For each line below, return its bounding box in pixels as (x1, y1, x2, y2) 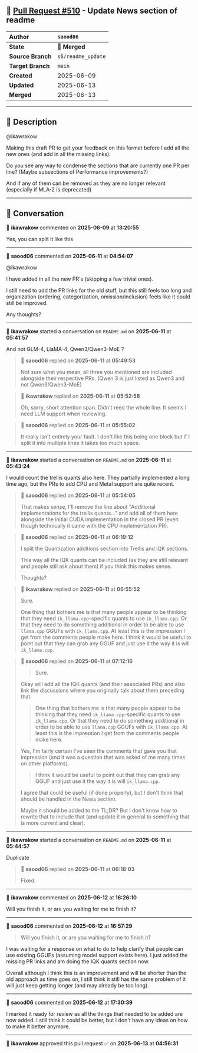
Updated (9, 81, 34, 89)
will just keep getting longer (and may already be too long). (6, 982, 149, 989)
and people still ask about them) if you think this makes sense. (20, 563, 172, 570)
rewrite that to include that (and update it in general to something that (20, 813, 190, 820)
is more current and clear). (20, 820, 85, 827)
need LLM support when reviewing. (20, 410, 107, 417)
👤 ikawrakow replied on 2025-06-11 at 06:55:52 (20, 586, 140, 593)
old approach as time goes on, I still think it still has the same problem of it (6, 976, 186, 983)
